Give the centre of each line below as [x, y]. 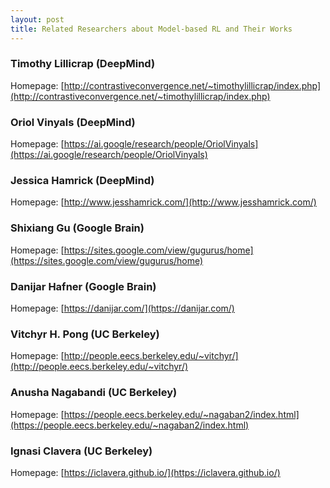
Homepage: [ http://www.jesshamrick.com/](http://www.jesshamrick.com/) [163, 202]
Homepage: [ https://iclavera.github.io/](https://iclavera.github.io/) [145, 472]
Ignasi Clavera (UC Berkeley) [81, 451]
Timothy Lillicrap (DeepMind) [83, 64]
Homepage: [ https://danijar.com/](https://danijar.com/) [122, 308]
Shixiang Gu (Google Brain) [77, 228]
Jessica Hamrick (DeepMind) [82, 181]
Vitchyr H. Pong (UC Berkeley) [85, 334]
